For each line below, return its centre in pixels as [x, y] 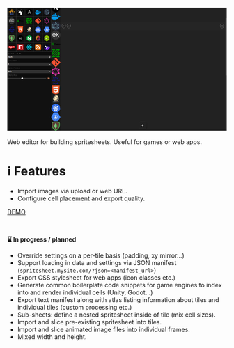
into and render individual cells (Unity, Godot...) [85, 292]
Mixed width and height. [52, 337]
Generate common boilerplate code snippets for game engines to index [119, 285]
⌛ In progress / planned [42, 239]
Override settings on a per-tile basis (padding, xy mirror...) [101, 255]
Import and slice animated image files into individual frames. [103, 330]
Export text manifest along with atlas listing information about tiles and [118, 300]
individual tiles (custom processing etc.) [75, 308]
